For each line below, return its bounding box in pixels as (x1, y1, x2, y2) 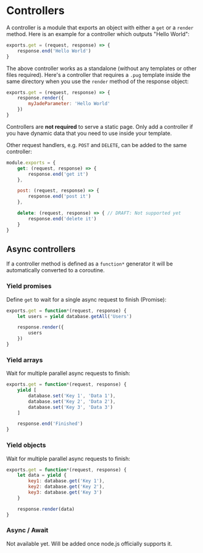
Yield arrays (6, 355, 43, 364)
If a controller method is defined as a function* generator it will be (6, 260, 173, 267)
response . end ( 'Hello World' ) (17, 48, 91, 54)
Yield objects (6, 441, 46, 449)
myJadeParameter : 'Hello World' (28, 101, 111, 107)
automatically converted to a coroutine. (6, 267, 105, 274)
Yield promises (6, 282, 52, 291)
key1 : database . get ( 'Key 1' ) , (28, 478, 105, 484)
